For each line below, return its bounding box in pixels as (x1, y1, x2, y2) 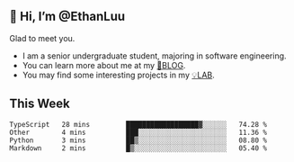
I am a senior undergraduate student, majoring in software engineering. (22, 50, 287, 61)
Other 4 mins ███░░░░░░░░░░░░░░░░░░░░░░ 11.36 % (9, 128, 268, 137)
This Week (9, 96, 70, 112)
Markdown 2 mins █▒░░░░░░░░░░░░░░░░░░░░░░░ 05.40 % (9, 143, 268, 153)
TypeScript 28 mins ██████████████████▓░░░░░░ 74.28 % (9, 120, 268, 129)
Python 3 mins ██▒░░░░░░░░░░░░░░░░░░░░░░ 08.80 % (9, 136, 268, 145)
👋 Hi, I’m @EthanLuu (9, 9, 126, 24)
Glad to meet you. (9, 32, 76, 43)
